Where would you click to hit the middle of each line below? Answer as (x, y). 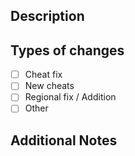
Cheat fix (43, 75)
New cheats (49, 86)
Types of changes (67, 50)
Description (47, 16)
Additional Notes (64, 140)
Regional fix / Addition (70, 97)
